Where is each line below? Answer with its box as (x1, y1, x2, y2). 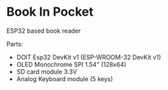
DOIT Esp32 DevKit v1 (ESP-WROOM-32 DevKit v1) (16, 52, 161, 61)
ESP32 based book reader (6, 27, 81, 35)
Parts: (6, 40, 23, 48)
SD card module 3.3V (16, 67, 77, 76)
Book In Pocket (6, 4, 94, 20)
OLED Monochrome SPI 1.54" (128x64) (16, 60, 127, 68)
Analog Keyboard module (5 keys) (16, 74, 114, 82)
